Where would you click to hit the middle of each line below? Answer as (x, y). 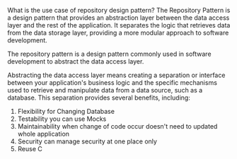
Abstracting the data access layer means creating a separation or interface (116, 75)
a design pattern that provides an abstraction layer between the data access (118, 18)
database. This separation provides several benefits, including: (99, 98)
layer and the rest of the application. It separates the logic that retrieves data (119, 25)
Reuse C (30, 149)
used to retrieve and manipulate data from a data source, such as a (105, 90)
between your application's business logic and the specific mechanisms (112, 83)
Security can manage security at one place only (87, 141)
